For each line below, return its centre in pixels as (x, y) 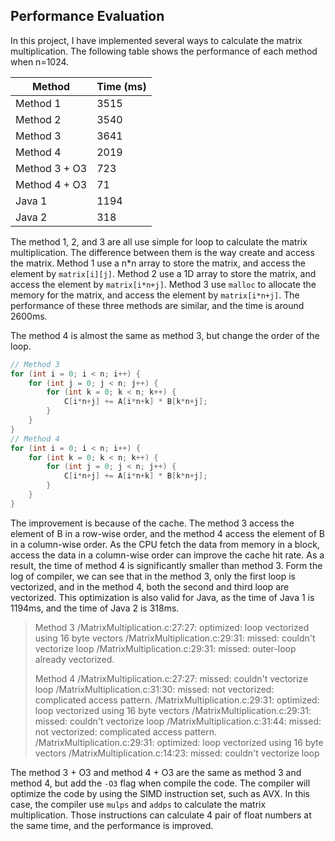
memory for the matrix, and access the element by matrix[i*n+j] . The (155, 295)
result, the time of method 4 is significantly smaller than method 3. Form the (166, 565)
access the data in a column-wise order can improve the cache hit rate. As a (167, 555)
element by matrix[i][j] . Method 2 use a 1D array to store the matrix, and (163, 273)
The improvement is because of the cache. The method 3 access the (152, 523)
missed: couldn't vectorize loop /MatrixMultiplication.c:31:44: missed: (178, 721)
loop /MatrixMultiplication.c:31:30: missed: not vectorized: (154, 689)
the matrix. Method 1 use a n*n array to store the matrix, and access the (158, 263)
